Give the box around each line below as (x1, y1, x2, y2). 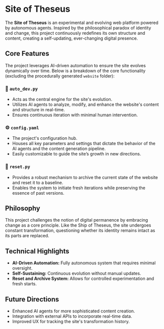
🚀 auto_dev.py (5, 85, 38, 92)
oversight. (12, 265, 33, 271)
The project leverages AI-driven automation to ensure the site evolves (5, 62, 146, 68)
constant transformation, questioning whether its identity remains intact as (5, 228, 155, 233)
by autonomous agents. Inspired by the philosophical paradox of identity (5, 25, 151, 30)
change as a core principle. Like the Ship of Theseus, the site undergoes (5, 222, 151, 228)
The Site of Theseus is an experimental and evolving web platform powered (5, 20, 159, 25)
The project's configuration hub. (12, 135, 77, 141)
